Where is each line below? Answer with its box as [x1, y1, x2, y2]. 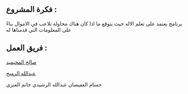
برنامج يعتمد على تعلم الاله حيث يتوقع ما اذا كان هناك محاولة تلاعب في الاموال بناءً [6, 20, 183, 27]
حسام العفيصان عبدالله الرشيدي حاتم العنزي [6, 81, 102, 88]
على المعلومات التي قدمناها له [6, 26, 71, 33]
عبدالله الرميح [6, 70, 36, 77]
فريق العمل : [6, 43, 48, 53]
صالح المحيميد [6, 58, 37, 66]
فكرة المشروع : [6, 5, 57, 15]
